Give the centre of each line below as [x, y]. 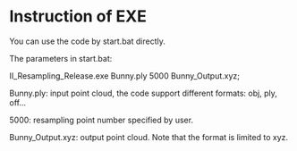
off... [18, 102]
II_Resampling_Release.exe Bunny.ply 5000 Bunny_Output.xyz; [124, 75]
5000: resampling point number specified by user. [102, 120]
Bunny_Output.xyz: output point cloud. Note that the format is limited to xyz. [149, 137]
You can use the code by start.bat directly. [87, 41]
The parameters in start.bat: [61, 58]
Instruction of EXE [78, 17]
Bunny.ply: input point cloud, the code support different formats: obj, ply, [143, 93]
